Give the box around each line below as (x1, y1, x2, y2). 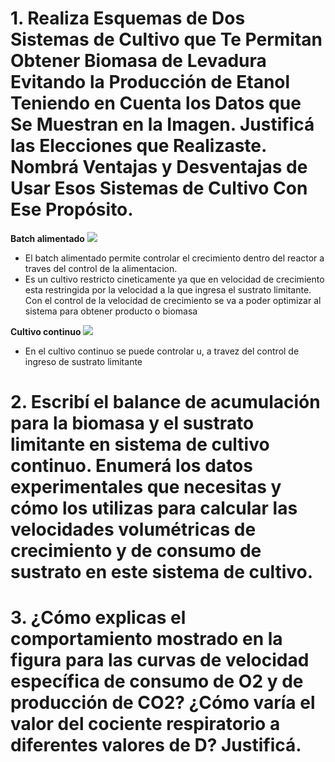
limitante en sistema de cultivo (10, 433, 270, 456)
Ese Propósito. (10, 198, 134, 221)
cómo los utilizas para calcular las (10, 497, 298, 520)
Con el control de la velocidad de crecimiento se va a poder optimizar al (24, 294, 322, 306)
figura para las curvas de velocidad (10, 649, 310, 672)
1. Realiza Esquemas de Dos (10, 7, 246, 30)
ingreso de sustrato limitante (24, 355, 143, 367)
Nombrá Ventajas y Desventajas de (10, 156, 308, 179)
